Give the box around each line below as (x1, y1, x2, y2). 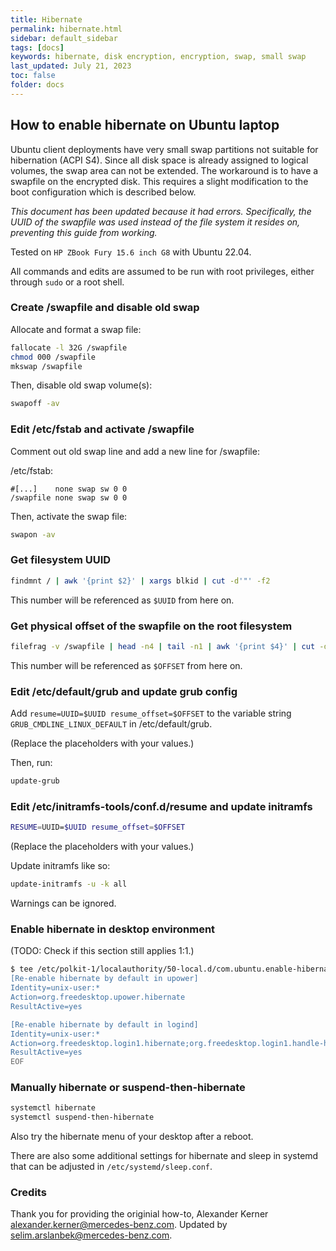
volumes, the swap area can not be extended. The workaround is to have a (10, 164, 319, 176)
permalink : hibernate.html (10, 24, 123, 34)
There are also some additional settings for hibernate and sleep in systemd (10, 1150, 319, 1162)
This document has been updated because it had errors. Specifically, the (10, 205, 312, 217)
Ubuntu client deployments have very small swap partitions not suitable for (10, 143, 319, 155)
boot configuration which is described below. (10, 186, 197, 198)
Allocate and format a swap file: (10, 323, 142, 335)
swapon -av (10, 529, 56, 540)
